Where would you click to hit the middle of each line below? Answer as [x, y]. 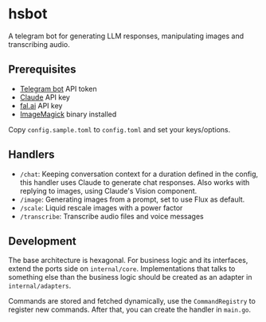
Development [43, 241]
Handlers [31, 155]
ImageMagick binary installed [68, 114]
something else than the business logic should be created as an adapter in [130, 277]
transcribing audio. [39, 44]
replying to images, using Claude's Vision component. [108, 190]
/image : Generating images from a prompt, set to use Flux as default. [132, 199]
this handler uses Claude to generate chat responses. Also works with [135, 182]
